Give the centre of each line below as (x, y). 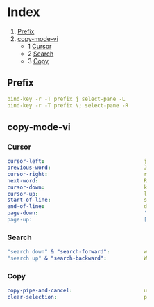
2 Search (41, 54)
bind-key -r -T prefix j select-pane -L (67, 99)
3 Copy (38, 61)
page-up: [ (77, 220)
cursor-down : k (77, 187)
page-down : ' (77, 213)
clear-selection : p (77, 297)
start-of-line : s (77, 200)
